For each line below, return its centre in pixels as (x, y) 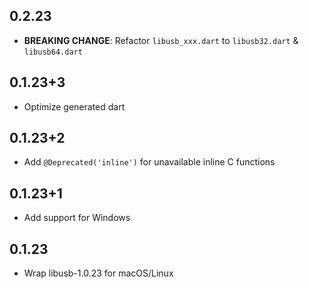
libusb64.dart (53, 52)
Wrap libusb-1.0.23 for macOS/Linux (98, 273)
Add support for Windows (77, 218)
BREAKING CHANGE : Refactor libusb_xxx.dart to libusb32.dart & (161, 40)
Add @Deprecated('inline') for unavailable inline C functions (149, 162)
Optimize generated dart (74, 106)
